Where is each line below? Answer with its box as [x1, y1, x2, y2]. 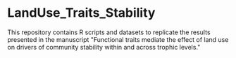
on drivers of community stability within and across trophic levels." [7, 43, 201, 51]
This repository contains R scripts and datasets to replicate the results [7, 28, 211, 36]
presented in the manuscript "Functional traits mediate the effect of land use [7, 35, 229, 43]
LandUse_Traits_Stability [7, 5, 156, 21]
